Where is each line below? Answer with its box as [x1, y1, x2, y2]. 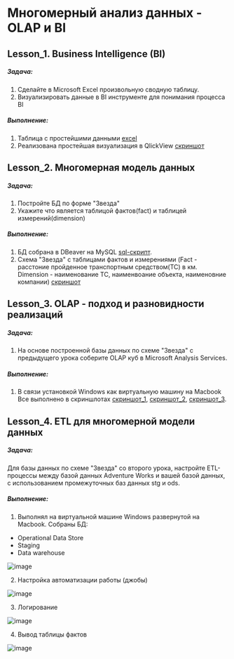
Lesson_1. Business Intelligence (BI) [7, 48, 166, 60]
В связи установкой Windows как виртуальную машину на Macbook [17, 388, 222, 396]
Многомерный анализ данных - [7, 5, 202, 21]
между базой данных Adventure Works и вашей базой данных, [38, 471, 226, 479]
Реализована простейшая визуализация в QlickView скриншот [17, 141, 205, 150]
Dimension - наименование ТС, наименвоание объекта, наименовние [17, 270, 226, 278]
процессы [7, 471, 37, 479]
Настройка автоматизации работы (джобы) [17, 575, 149, 584]
